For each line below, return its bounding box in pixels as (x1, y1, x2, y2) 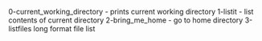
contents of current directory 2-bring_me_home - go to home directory (8, 15, 244, 25)
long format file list (33, 24, 96, 33)
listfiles (8, 24, 32, 33)
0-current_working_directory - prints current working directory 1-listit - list (8, 7, 254, 16)
